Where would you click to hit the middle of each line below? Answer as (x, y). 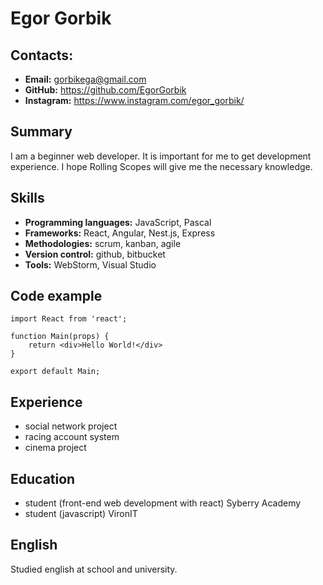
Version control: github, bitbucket (95, 254)
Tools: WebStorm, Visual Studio (90, 264)
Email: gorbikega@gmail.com (85, 79)
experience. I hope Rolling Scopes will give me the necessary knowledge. (161, 166)
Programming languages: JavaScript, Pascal (118, 222)
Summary (41, 132)
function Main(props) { (60, 337)
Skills (27, 198)
